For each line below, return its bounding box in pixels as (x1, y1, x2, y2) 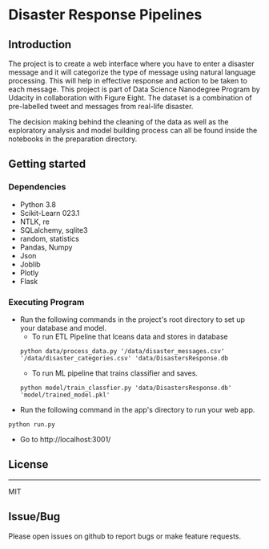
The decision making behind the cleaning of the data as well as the (8, 117, 229, 126)
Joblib (19, 259, 42, 269)
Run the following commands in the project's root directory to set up (19, 315, 246, 324)
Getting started (8, 157, 86, 171)
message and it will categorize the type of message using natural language (8, 67, 256, 77)
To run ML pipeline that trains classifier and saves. (31, 368, 199, 378)
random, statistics (19, 234, 80, 243)
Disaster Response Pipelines (8, 6, 203, 24)
